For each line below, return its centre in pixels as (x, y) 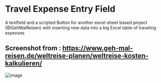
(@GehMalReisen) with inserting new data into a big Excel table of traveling (81, 27)
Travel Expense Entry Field (60, 9)
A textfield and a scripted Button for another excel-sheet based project (76, 22)
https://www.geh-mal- (98, 48)
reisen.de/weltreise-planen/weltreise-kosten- (77, 56)
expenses (15, 33)
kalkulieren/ (24, 64)
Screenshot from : (33, 48)
